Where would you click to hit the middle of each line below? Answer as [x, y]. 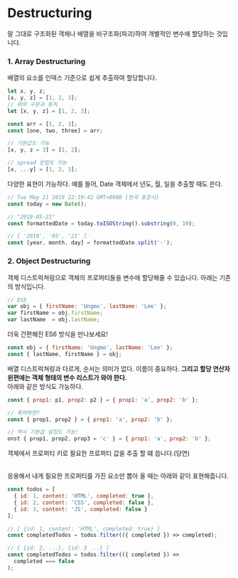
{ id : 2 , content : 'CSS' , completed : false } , [84, 503]
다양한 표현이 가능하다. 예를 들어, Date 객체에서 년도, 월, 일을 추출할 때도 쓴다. [115, 183]
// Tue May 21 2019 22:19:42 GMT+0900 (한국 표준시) [83, 197]
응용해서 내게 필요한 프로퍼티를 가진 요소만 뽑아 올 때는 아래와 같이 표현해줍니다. [118, 476]
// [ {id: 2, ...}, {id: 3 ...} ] [59, 548]
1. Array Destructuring [47, 61]
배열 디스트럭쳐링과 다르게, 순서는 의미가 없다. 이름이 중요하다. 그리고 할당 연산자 [119, 368]
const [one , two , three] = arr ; [55, 130]
